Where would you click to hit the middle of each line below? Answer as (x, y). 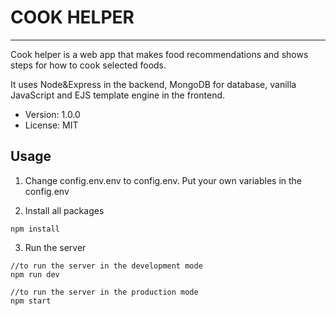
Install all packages (64, 210)
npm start (31, 301)
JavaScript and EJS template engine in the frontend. (118, 95)
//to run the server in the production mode (104, 292)
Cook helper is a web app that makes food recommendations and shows (159, 54)
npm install (35, 229)
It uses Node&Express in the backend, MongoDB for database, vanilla (153, 84)
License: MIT (51, 125)
